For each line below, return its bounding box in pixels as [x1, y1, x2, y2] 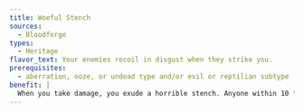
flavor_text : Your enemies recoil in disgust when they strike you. [9, 55, 273, 64]
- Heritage [17, 47, 59, 56]
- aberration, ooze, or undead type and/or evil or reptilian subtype [17, 72, 290, 81]
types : [9, 38, 34, 48]
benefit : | [9, 80, 51, 89]
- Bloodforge [17, 30, 67, 39]
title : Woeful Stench [9, 13, 91, 23]
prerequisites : [9, 64, 67, 73]
